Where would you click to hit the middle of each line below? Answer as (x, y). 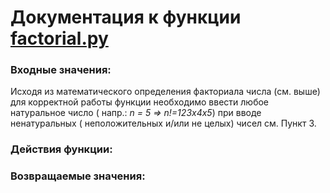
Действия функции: (61, 149)
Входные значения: (61, 70)
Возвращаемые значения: (78, 176)
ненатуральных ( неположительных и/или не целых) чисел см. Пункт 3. (163, 123)
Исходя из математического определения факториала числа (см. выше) (165, 92)
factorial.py (59, 38)
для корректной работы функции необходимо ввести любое (140, 102)
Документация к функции (126, 17)
